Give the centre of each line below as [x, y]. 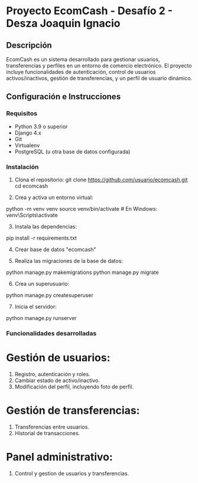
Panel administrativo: [60, 457]
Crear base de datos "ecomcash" [55, 249]
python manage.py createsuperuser [50, 295]
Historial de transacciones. [47, 433]
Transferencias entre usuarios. [52, 427]
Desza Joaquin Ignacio [63, 23]
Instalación [22, 167]
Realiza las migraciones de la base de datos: [69, 260]
